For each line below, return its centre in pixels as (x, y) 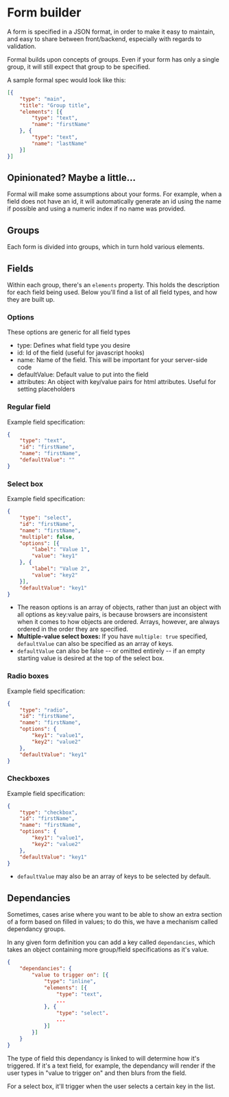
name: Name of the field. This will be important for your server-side (112, 360)
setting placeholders (46, 389)
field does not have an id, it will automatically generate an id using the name (114, 202)
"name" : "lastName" (60, 143)
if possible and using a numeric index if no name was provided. (96, 209)
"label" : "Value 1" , (61, 550)
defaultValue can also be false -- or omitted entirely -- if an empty (111, 651)
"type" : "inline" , (70, 981)
